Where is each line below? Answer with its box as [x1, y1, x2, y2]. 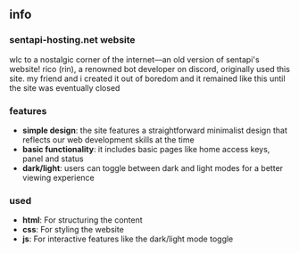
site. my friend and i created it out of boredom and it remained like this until [9, 73, 286, 84]
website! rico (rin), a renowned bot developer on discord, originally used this [9, 63, 290, 74]
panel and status [21, 153, 84, 164]
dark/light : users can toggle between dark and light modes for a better [21, 162, 284, 173]
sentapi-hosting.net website [9, 34, 136, 46]
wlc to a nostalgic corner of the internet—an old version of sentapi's [9, 53, 261, 65]
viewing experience [21, 172, 96, 183]
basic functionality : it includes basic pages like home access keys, [21, 143, 270, 154]
